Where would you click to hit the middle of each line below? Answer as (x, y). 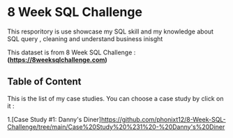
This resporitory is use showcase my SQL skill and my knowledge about (111, 31)
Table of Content (44, 82)
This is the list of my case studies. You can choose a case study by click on (115, 98)
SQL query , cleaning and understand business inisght (85, 38)
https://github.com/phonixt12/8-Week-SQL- (163, 119)
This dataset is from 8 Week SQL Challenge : (72, 52)
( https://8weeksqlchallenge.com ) (58, 59)
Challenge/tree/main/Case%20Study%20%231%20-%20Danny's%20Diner (116, 127)
